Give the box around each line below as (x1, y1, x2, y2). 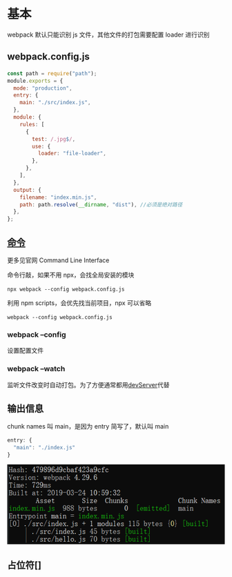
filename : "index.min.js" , (19, 194, 97, 201)
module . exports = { (7, 77, 64, 84)
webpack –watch (7, 364, 66, 373)
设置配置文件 (7, 346, 43, 355)
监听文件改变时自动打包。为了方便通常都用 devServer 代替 (7, 380, 170, 389)
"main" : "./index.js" (13, 444, 76, 451)
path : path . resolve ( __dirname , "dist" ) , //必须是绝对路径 (19, 201, 183, 208)
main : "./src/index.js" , (19, 99, 91, 106)
